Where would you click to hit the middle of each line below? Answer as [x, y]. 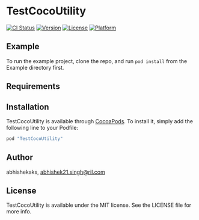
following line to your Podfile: [42, 127]
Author [20, 157]
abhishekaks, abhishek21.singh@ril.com [56, 172]
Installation [28, 107]
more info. [19, 212]
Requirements [33, 86]
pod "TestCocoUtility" [35, 139]
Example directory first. [35, 67]
